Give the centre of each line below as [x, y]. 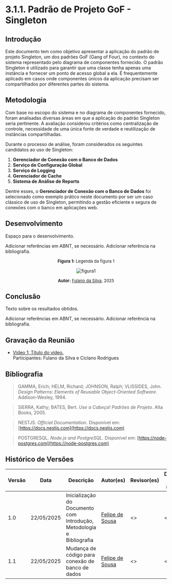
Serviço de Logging [34, 170]
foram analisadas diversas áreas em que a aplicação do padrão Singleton [83, 118]
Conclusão [23, 297]
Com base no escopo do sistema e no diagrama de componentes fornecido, [85, 112]
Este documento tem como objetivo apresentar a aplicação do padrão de [82, 51]
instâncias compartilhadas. [34, 134]
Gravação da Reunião [40, 340]
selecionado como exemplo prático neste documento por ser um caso [79, 197]
